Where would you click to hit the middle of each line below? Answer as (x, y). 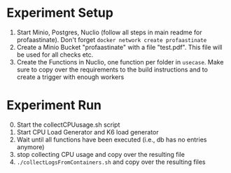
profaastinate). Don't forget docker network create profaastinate (112, 39)
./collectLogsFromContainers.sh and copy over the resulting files (111, 162)
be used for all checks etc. (55, 55)
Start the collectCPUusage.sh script (68, 125)
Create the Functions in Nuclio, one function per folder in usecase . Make (120, 62)
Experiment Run (54, 105)
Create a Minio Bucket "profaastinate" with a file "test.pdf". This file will (119, 47)
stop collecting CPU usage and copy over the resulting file (100, 154)
